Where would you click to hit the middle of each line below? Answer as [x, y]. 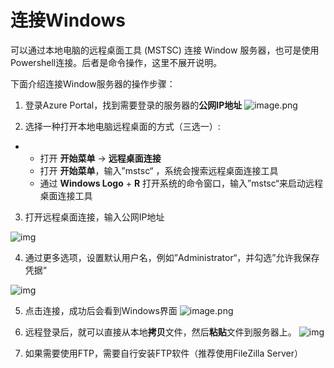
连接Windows [68, 20]
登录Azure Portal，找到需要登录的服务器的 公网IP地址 [133, 105]
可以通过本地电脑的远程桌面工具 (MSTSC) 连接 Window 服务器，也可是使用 [165, 50]
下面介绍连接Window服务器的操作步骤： [93, 83]
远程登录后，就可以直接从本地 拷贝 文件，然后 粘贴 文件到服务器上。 [160, 332]
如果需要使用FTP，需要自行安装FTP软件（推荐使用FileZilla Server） [163, 353]
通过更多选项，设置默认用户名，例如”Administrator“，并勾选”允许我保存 [172, 257]
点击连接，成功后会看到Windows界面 [101, 310]
